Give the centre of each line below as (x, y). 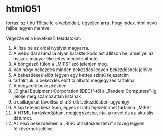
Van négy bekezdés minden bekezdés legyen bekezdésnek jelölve (83, 70)
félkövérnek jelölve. (34, 129)
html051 (23, 9)
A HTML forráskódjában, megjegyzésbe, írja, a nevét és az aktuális (83, 113)
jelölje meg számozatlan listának (47, 96)
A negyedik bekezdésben (40, 85)
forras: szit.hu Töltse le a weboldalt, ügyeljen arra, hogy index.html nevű (81, 23)
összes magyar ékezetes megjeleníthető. (56, 58)
